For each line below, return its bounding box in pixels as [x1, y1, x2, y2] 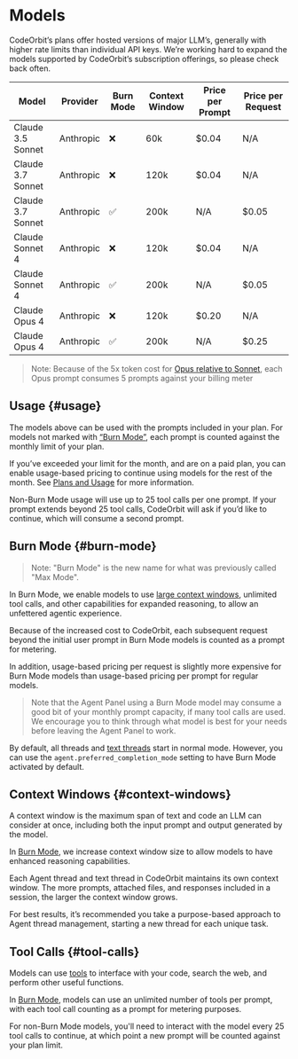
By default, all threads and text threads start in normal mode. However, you [9, 742, 284, 753]
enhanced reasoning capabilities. [9, 856, 130, 867]
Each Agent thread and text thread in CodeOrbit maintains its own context [9, 873, 279, 883]
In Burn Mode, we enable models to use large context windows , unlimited [9, 589, 278, 600]
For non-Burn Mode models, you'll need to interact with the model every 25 [9, 1021, 285, 1032]
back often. [9, 63, 51, 74]
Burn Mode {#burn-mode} [9, 538, 157, 554]
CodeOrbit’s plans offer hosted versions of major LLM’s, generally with [9, 35, 267, 45]
